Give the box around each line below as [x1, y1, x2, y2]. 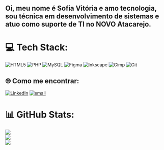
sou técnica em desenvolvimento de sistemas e [5, 12, 159, 21]
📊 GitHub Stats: [5, 109, 75, 120]
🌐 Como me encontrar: [5, 77, 79, 85]
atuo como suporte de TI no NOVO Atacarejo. [5, 20, 151, 29]
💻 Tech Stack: [5, 41, 68, 53]
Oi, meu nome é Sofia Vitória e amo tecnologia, [5, 4, 157, 13]
